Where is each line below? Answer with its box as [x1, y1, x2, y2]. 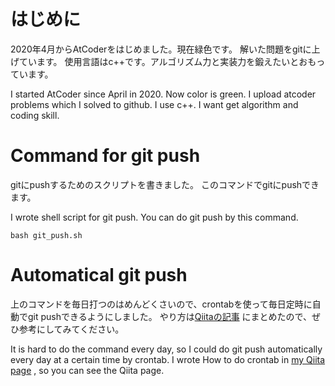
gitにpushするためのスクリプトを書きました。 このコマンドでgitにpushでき [10, 178, 320, 190]
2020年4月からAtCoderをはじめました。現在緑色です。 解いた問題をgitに [10, 43, 312, 55]
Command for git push [10, 145, 201, 167]
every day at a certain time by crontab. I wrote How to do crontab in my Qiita [10, 353, 326, 365]
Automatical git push [10, 264, 188, 287]
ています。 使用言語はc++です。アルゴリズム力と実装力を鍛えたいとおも [18, 55, 317, 67]
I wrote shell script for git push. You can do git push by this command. [10, 211, 299, 223]
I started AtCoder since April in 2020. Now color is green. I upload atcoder [10, 88, 317, 100]
